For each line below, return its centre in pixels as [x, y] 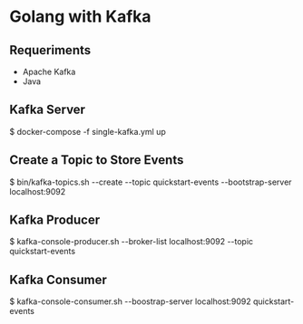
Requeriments [50, 50]
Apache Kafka [49, 71]
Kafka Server [48, 110]
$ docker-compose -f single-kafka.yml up [88, 131]
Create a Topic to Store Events [97, 160]
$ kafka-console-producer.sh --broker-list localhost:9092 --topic [132, 242]
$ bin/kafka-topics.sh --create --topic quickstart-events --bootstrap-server [151, 182]
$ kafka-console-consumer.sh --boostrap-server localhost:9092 [130, 301]
